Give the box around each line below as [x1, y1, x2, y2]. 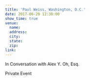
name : [9, 25, 21, 30]
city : [9, 34, 21, 39]
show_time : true [5, 16, 38, 21]
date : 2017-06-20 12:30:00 [5, 12, 60, 16]
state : [9, 39, 23, 44]
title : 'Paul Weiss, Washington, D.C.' [5, 7, 86, 12]
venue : [5, 20, 18, 26]
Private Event [5, 70, 32, 76]
